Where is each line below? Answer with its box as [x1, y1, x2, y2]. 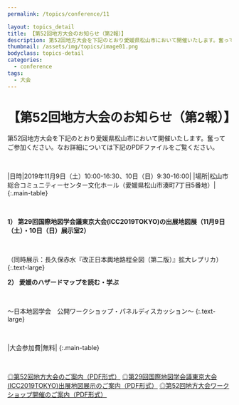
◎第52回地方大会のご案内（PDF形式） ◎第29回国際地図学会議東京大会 [7, 372, 218, 381]
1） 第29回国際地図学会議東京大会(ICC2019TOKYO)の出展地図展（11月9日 [7, 217, 225, 226]
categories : [7, 56, 43, 64]
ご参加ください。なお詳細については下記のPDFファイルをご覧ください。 [7, 143, 219, 152]
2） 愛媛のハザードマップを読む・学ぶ [7, 278, 119, 287]
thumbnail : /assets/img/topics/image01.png [7, 43, 139, 51]
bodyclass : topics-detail [7, 50, 84, 57]
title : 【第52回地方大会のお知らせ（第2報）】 [7, 30, 127, 37]
